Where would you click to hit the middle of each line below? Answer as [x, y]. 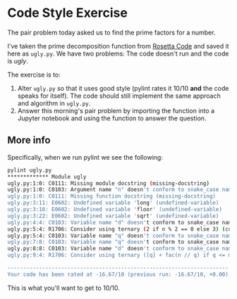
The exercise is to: [34, 75]
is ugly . [18, 61]
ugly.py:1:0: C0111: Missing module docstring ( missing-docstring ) [109, 183]
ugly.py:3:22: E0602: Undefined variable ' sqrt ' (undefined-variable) [113, 216]
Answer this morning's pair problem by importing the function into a [116, 110]
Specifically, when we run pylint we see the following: [85, 157]
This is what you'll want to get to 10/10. [63, 288]
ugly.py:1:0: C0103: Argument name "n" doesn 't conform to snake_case [113, 190]
